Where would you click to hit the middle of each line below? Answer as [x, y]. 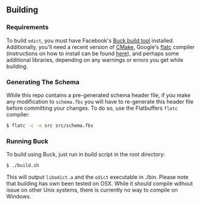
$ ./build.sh [23, 166]
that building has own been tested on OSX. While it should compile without [100, 184]
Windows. [19, 197]
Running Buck [27, 141]
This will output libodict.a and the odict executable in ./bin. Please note [97, 177]
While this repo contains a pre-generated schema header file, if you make [98, 95]
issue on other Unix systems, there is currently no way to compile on [92, 190]
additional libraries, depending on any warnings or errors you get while [95, 59]
